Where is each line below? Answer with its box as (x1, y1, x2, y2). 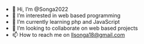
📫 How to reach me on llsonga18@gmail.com (11, 32, 125, 38)
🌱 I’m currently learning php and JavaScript (11, 18, 121, 25)
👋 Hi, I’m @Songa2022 (11, 6, 69, 12)
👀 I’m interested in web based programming (11, 12, 121, 19)
